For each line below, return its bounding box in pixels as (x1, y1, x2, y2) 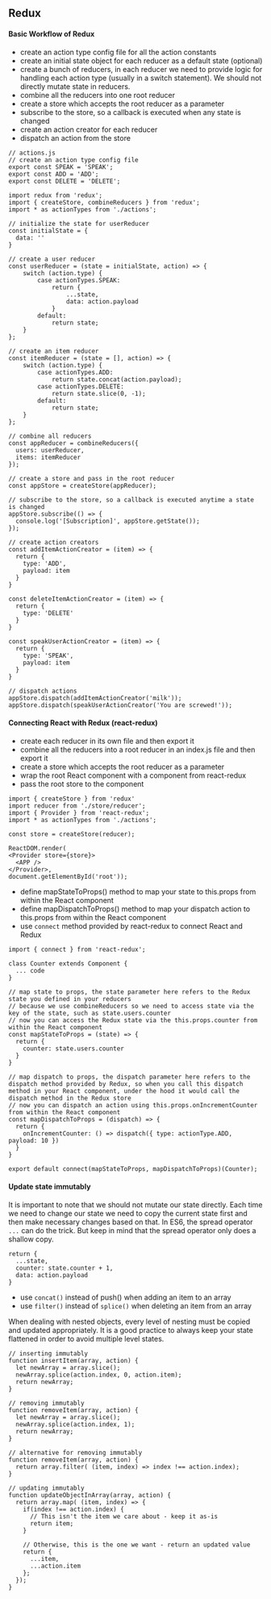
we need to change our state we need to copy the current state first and (8, 1209, 248, 1218)
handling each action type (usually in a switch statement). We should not (19, 73, 262, 83)
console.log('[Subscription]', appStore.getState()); (15, 517, 200, 525)
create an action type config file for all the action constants (19, 47, 217, 57)
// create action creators (8, 538, 99, 546)
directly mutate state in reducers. (19, 81, 131, 91)
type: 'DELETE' (23, 609, 74, 617)
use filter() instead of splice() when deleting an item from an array (19, 1301, 252, 1310)
